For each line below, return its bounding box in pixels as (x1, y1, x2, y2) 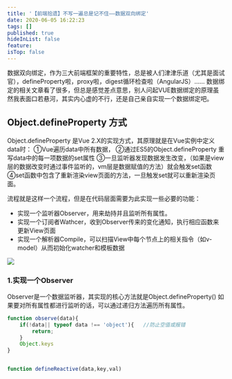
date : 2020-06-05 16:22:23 (7, 17, 85, 24)
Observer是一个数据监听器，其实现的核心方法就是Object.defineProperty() (7, 292, 217, 301)
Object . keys (19, 340, 54, 348)
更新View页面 (17, 226, 57, 234)
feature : (7, 42, 32, 49)
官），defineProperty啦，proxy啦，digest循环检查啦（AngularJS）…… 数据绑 (7, 77, 225, 85)
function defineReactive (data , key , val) (7, 366, 122, 373)
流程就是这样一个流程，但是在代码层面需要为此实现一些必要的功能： (7, 194, 201, 203)
